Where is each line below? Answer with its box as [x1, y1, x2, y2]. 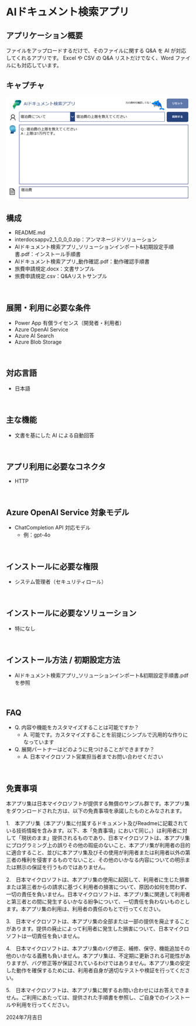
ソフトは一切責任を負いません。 [6, 932, 83, 940]
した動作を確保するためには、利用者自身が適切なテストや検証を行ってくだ [6, 967, 185, 974]
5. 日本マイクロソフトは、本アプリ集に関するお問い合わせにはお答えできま [6, 987, 190, 994]
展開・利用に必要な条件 [6, 303, 91, 313]
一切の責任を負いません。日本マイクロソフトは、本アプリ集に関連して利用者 [6, 891, 190, 898]
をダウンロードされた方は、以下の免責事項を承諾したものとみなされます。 [6, 808, 185, 815]
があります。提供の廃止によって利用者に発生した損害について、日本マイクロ [6, 925, 190, 932]
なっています [23, 738, 54, 745]
